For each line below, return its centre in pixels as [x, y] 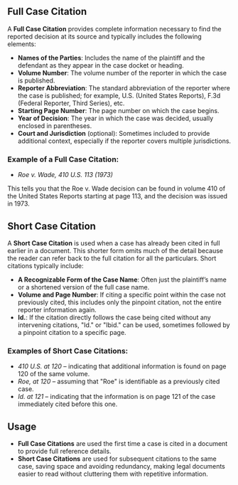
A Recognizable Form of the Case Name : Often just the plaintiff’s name [122, 279]
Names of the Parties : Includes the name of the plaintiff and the [111, 58]
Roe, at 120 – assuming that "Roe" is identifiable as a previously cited [119, 382]
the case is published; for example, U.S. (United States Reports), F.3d [119, 95]
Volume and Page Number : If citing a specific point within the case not [121, 294]
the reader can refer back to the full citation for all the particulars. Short [112, 258]
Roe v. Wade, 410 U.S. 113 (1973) [65, 175]
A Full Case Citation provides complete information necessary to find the [114, 28]
